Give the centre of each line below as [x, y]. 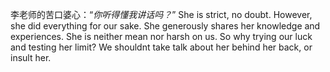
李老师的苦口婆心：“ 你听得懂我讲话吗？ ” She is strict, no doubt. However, [161, 14]
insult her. [31, 57]
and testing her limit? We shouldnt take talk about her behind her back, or [161, 47]
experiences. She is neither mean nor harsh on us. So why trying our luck [161, 36]
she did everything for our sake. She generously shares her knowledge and [165, 26]
